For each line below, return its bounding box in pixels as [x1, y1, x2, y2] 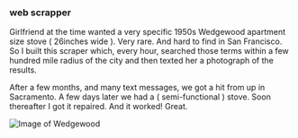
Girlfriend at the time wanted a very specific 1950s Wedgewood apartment [9, 27, 286, 38]
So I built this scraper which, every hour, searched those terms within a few [9, 46, 290, 56]
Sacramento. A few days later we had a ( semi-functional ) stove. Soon [9, 91, 272, 102]
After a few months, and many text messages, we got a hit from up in [9, 82, 266, 93]
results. [9, 65, 38, 75]
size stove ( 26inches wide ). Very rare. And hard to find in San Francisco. [9, 36, 283, 47]
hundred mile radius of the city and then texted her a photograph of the [9, 56, 275, 66]
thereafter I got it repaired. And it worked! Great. [9, 101, 188, 112]
